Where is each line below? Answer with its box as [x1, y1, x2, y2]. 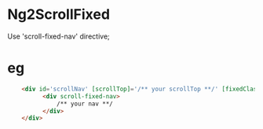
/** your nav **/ [57, 100, 113, 108]
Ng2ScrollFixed [7, 6, 111, 24]
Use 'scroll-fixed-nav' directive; [7, 31, 111, 41]
